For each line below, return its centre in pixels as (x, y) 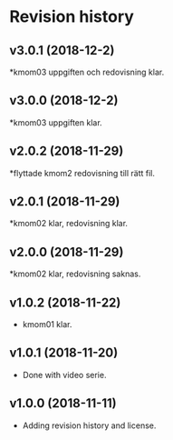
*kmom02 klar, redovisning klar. (69, 224)
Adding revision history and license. (89, 425)
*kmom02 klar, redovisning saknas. (75, 274)
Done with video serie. (64, 375)
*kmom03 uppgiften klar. (56, 122)
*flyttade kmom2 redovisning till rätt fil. (82, 173)
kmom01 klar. (47, 325)
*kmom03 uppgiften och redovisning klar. (87, 72)
